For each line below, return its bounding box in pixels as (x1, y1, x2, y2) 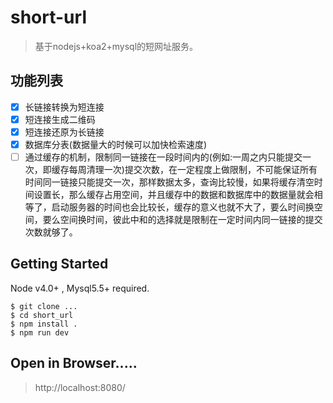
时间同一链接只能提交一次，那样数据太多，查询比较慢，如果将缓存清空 (24, 176, 315, 188)
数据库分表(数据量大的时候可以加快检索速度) (24, 138, 207, 150)
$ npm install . (10, 319, 78, 329)
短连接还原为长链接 (24, 126, 105, 138)
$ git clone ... (10, 301, 78, 311)
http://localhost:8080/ (34, 381, 126, 393)
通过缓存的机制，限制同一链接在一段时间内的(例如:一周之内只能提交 (24, 151, 303, 163)
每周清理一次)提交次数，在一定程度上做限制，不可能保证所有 (68, 164, 318, 176)
